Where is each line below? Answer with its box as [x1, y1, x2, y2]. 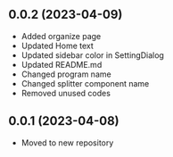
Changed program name [21, 69, 112, 79]
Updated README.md [21, 59, 103, 70]
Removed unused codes [21, 87, 111, 98]
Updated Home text [21, 40, 95, 51]
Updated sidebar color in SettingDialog [21, 49, 164, 61]
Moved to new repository [21, 137, 114, 148]
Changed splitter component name [21, 78, 150, 88]
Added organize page [21, 30, 102, 41]
